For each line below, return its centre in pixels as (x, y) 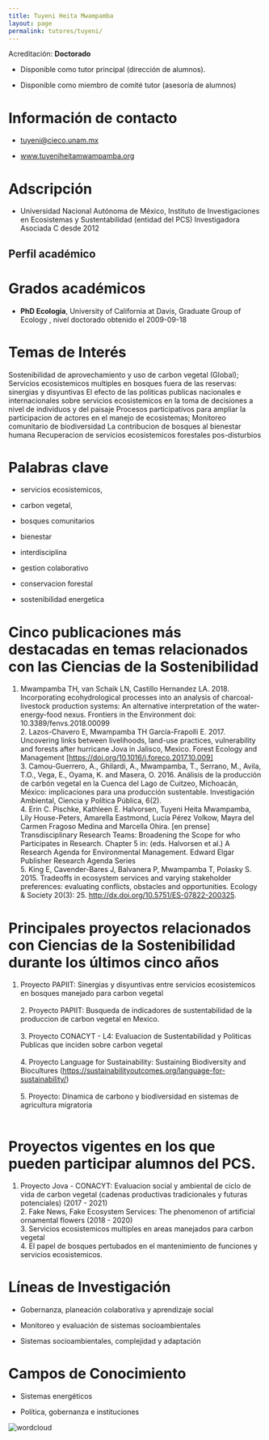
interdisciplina (43, 553)
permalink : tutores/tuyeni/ (56, 31)
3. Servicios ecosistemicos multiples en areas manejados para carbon (137, 1229)
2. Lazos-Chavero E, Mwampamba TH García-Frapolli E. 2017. (123, 732)
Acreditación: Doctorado (50, 54)
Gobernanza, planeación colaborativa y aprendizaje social (117, 1310)
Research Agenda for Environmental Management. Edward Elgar (127, 852)
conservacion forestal (56, 584)
